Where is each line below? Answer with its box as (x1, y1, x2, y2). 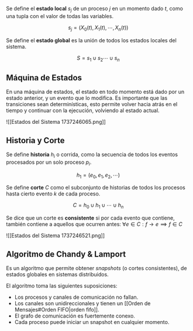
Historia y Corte (6, 135, 65, 146)
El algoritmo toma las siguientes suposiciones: (6, 282, 118, 289)
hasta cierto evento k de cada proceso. (6, 190, 101, 197)
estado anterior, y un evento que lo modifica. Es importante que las (6, 94, 168, 102)
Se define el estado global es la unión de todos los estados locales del (6, 36, 177, 43)
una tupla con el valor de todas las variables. (6, 12, 114, 19)
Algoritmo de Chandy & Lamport (6, 249, 126, 259)
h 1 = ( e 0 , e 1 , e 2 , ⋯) (76, 171, 120, 180)
